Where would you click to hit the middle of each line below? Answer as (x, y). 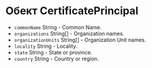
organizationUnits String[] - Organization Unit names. (80, 40)
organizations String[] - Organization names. (69, 33)
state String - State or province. (53, 52)
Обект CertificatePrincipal (72, 11)
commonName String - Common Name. (58, 27)
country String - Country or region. (56, 59)
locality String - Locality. (46, 46)
